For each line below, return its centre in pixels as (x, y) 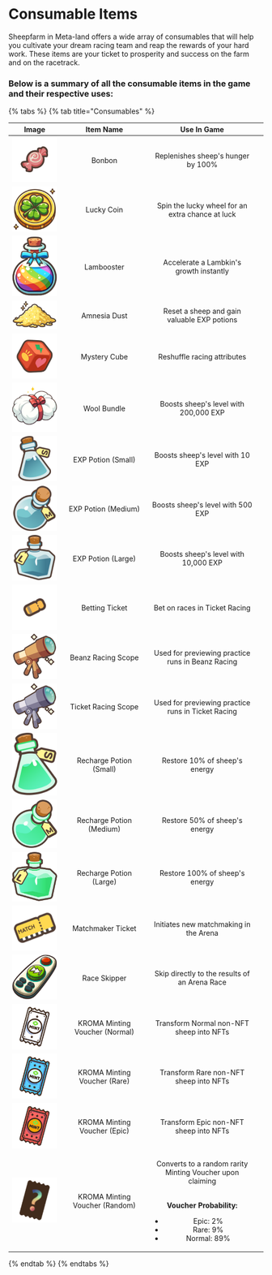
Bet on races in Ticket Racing (202, 608)
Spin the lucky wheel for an (202, 205)
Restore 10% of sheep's (202, 760)
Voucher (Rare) (104, 1081)
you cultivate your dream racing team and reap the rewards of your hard (129, 45)
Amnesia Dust (104, 315)
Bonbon (104, 160)
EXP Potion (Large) (104, 558)
